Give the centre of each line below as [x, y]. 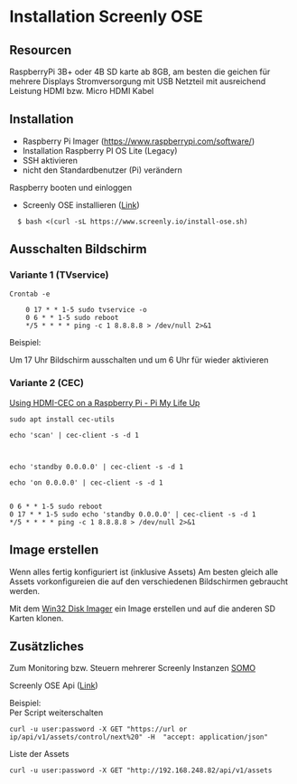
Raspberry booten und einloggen [71, 187]
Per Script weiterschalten [56, 713]
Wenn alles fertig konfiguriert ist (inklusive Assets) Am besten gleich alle [144, 571]
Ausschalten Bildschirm [78, 249]
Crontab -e [30, 294]
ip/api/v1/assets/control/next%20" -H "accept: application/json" [139, 737]
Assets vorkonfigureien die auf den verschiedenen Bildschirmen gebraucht [149, 581]
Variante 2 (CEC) [46, 383]
